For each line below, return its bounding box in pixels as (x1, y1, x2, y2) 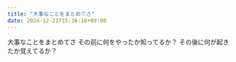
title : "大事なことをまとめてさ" (7, 10, 95, 18)
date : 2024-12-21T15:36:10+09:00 (7, 17, 107, 24)
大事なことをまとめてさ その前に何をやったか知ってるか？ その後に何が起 (7, 37, 223, 46)
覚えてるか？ (19, 46, 58, 55)
